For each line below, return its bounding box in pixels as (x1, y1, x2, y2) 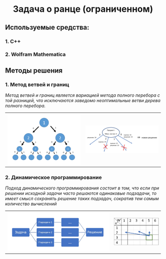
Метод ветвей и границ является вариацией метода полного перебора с (5, 92, 160, 98)
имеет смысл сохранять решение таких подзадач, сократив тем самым (5, 196, 159, 202)
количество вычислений (5, 201, 57, 207)
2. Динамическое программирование (5, 174, 102, 181)
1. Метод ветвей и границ (5, 81, 70, 88)
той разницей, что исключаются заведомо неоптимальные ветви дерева (5, 98, 161, 104)
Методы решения (5, 66, 63, 74)
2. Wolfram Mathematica (5, 51, 66, 58)
